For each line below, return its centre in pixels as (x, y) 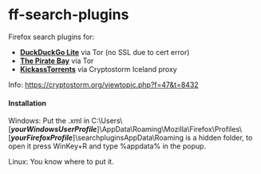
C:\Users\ (107, 121)
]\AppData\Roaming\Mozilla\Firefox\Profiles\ (169, 129)
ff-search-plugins (69, 15)
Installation (27, 103)
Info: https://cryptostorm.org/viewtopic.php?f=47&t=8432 (104, 85)
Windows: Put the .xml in (49, 121)
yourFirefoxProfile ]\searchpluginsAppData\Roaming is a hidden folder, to (132, 138)
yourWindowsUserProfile (54, 129)
